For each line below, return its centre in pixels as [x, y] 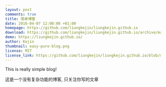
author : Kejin [20, 42]
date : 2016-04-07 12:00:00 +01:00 [41, 23]
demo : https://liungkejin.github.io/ [44, 37]
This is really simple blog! [31, 69]
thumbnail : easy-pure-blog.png [37, 46]
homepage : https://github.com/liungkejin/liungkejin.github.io [72, 28]
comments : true [21, 14]
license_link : [20, 55]
